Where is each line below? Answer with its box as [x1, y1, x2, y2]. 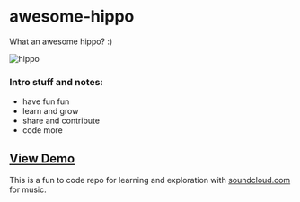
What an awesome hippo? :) [9, 36, 113, 47]
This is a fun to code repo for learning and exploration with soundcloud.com [9, 175, 291, 186]
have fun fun [22, 96, 70, 107]
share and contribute [22, 115, 101, 127]
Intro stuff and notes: [9, 75, 103, 88]
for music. [9, 184, 47, 195]
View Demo [9, 151, 75, 166]
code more [22, 125, 63, 136]
